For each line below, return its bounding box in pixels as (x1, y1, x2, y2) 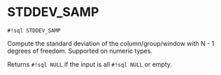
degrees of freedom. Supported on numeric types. (7, 47, 152, 55)
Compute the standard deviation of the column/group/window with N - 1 (7, 39, 215, 47)
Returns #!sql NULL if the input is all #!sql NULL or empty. (7, 60, 173, 68)
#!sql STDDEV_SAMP (7, 27, 61, 34)
